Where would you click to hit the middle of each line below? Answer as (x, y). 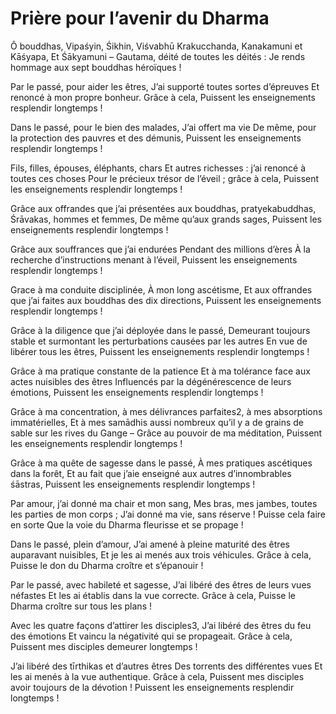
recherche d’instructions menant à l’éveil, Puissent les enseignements (154, 259)
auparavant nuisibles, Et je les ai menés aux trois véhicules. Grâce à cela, (161, 554)
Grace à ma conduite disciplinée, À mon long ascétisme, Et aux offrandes (161, 289)
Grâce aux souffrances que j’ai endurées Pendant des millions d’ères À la (160, 249)
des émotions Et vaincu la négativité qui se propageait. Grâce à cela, (151, 636)
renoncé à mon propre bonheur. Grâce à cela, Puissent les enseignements (163, 97)
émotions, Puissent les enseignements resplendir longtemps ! (137, 392)
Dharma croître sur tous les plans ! (81, 606)
